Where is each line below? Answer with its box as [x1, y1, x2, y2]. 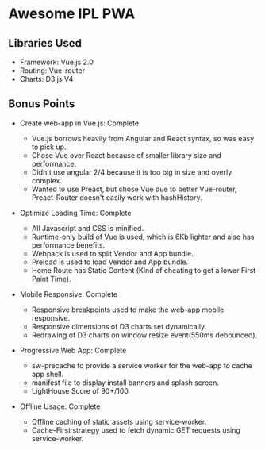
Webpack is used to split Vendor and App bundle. [31, 248, 194, 258]
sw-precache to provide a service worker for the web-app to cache [31, 360, 252, 370]
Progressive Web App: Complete [19, 345, 127, 355]
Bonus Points [8, 97, 75, 111]
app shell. [31, 369, 64, 379]
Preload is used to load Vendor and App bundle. [31, 257, 189, 267]
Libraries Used [8, 37, 82, 50]
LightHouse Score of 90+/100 [31, 386, 129, 395]
